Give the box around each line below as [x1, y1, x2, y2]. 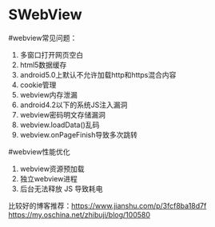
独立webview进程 [19, 173, 78, 183]
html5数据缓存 [19, 60, 67, 70]
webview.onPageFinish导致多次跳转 [19, 129, 138, 139]
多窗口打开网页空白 [19, 50, 84, 59]
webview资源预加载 [19, 164, 86, 173]
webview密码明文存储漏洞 [19, 110, 106, 119]
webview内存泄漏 [19, 90, 78, 99]
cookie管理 [19, 80, 57, 90]
